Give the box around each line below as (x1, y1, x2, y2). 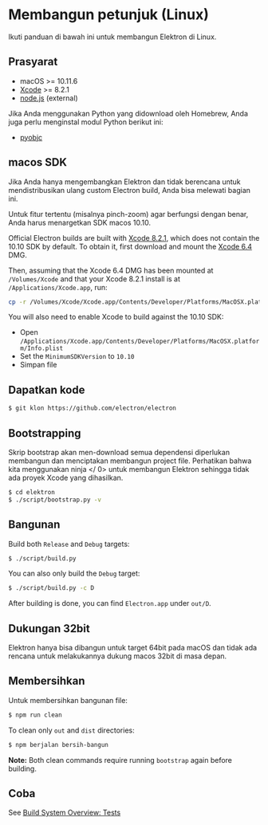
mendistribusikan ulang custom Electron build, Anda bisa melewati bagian (8, 185, 251, 194)
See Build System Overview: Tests (8, 807, 121, 818)
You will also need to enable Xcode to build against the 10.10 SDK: (8, 312, 224, 322)
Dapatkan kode (8, 383, 85, 396)
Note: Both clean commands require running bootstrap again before (8, 755, 233, 764)
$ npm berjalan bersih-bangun (8, 741, 109, 748)
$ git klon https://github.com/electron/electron (8, 404, 177, 412)
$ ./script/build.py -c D (8, 584, 94, 592)
